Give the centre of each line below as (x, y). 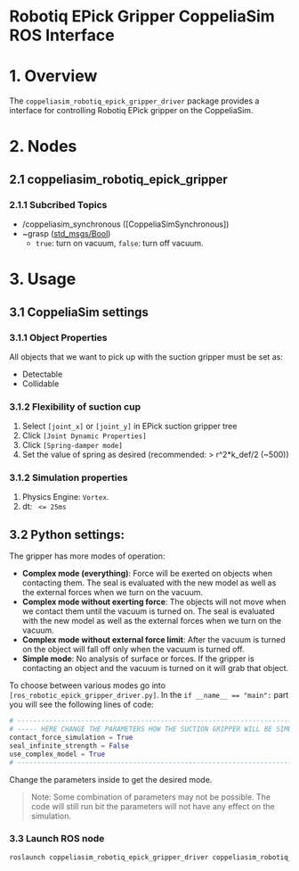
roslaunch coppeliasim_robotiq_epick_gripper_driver (109, 857)
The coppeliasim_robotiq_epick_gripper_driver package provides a (134, 101)
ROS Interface (62, 35)
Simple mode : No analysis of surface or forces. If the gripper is (138, 659)
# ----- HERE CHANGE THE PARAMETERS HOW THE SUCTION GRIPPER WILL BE (141, 729)
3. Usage (43, 279)
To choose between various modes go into (88, 685)
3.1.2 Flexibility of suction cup (75, 406)
